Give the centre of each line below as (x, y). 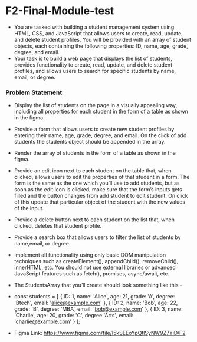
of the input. (29, 208)
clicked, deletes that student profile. (58, 226)
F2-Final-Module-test (60, 11)
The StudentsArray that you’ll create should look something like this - (98, 285)
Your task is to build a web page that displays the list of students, (93, 58)
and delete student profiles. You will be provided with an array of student (103, 39)
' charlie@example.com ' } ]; (47, 321)
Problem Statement (34, 92)
